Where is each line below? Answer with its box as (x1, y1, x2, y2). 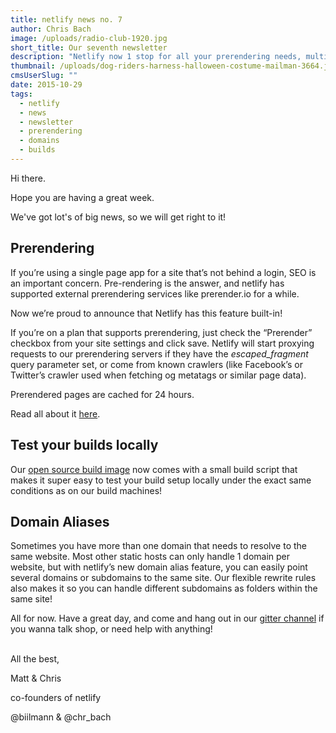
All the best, (10, 653, 60, 665)
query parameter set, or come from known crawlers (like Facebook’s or (10, 358, 303, 370)
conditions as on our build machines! (10, 484, 163, 496)
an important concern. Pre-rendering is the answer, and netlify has (10, 277, 285, 289)
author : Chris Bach (10, 24, 92, 34)
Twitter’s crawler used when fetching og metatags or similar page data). (10, 369, 307, 381)
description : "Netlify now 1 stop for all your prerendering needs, (10, 52, 302, 62)
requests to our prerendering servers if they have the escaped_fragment (10, 347, 309, 360)
